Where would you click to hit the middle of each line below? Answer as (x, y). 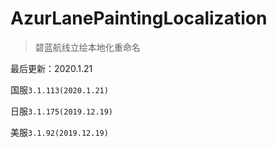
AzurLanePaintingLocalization (139, 18)
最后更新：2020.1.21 (51, 68)
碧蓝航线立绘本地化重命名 (87, 47)
